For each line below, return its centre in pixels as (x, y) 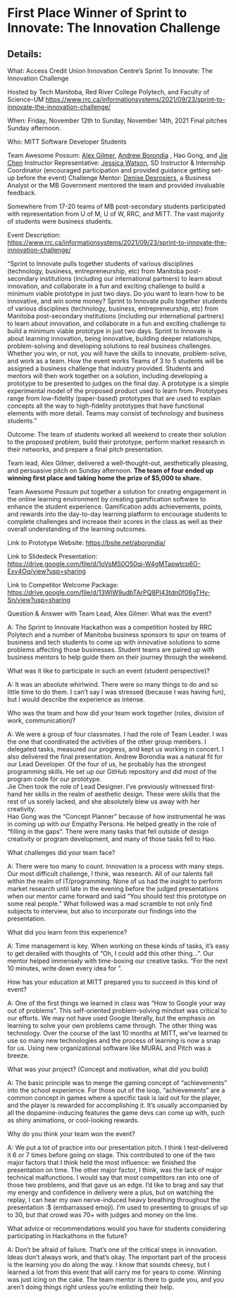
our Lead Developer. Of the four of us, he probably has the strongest (107, 764)
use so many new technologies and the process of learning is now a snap (114, 1041)
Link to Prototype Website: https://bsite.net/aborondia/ (86, 543)
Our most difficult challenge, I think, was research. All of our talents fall (110, 874)
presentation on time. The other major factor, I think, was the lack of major (115, 1170)
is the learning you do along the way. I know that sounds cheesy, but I (108, 1265)
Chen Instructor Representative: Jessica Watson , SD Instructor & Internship (116, 163)
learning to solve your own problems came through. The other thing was (112, 1025)
